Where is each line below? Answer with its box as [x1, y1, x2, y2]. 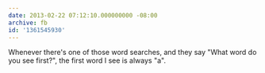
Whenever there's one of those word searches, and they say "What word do [8, 48, 257, 57]
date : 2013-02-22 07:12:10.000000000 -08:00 [8, 11, 158, 20]
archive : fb [8, 19, 48, 27]
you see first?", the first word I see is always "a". [8, 56, 167, 65]
